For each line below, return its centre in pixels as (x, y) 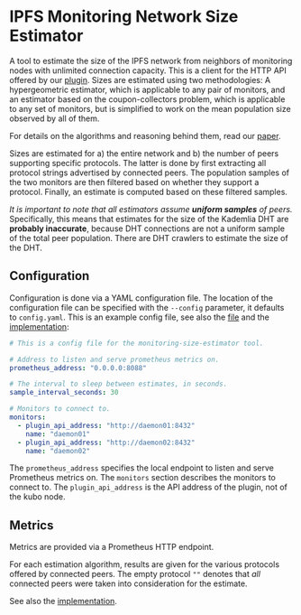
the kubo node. (37, 497)
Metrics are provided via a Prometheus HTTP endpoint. (112, 547)
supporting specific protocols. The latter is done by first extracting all (138, 163)
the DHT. (26, 247)
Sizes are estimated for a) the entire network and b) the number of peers (144, 153)
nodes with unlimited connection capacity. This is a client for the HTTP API (148, 70)
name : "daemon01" (58, 434)
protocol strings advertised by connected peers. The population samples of (150, 172)
